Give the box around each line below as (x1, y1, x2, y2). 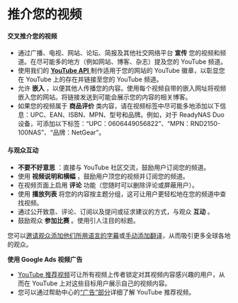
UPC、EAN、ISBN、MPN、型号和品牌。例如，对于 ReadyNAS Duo (30, 110, 225, 119)
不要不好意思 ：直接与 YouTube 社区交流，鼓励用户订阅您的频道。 (17, 163, 210, 171)
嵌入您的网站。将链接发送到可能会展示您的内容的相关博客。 (17, 93, 192, 101)
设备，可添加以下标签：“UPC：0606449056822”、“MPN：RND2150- (17, 120, 221, 128)
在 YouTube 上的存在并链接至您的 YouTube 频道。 (17, 75, 163, 84)
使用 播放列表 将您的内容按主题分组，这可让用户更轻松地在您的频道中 (17, 189, 220, 198)
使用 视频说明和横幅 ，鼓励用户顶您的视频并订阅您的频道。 (17, 171, 189, 181)
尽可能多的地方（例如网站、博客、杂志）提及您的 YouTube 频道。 (36, 57, 227, 66)
